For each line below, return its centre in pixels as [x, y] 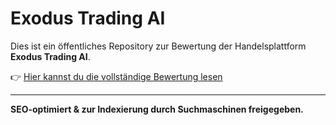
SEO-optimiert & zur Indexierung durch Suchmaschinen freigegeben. [157, 109]
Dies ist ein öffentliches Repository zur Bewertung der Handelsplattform [158, 46]
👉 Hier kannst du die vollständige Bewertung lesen [116, 76]
